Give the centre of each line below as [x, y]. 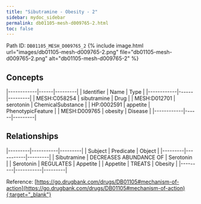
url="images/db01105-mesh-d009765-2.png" [62, 52]
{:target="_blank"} [29, 194]
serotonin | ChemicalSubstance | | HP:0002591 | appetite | [78, 105]
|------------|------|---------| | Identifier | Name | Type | [76, 92]
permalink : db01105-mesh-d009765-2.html [58, 23]
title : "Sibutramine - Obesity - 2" [52, 12]
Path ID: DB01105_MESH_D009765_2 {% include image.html [75, 46]
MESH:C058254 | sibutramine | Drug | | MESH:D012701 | [106, 98]
